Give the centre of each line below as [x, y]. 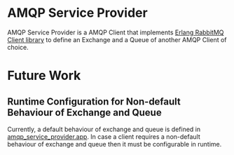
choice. [18, 47]
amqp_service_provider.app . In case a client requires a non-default [104, 136]
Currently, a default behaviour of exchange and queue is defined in [104, 129]
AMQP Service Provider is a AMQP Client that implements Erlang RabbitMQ [116, 32]
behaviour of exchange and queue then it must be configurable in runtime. [115, 144]
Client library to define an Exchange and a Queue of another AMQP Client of [117, 39]
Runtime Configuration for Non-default [94, 101]
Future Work [44, 76]
